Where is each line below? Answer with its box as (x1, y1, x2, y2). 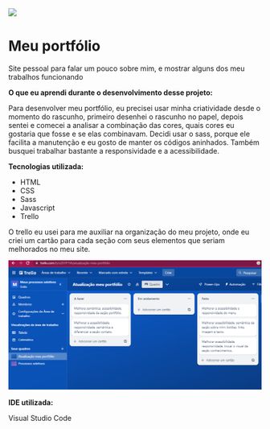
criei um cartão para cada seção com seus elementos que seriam (8, 235, 225, 245)
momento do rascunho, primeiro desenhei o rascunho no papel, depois (8, 112, 243, 122)
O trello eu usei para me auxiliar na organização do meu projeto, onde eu (8, 227, 250, 237)
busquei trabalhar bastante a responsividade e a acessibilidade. (8, 146, 219, 155)
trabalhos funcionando (8, 72, 84, 81)
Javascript (19, 203, 55, 212)
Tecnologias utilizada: (8, 161, 84, 171)
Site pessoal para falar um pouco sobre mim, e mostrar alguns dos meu (8, 64, 245, 73)
